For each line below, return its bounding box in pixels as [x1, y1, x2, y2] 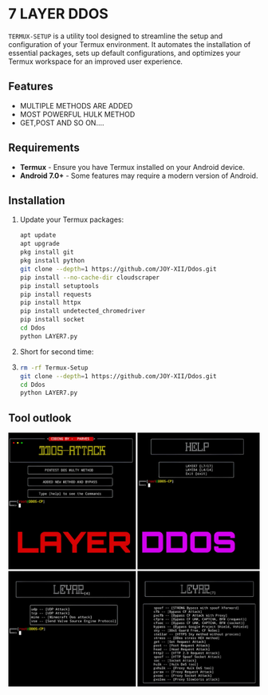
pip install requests [19, 290, 92, 298]
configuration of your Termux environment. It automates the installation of [8, 39, 251, 49]
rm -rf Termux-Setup [19, 364, 89, 372]
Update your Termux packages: [19, 215, 124, 224]
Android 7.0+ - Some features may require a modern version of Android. [19, 171, 258, 180]
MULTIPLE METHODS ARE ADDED [19, 101, 133, 110]
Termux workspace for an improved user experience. [8, 57, 183, 66]
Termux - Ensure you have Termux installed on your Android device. [19, 162, 246, 172]
